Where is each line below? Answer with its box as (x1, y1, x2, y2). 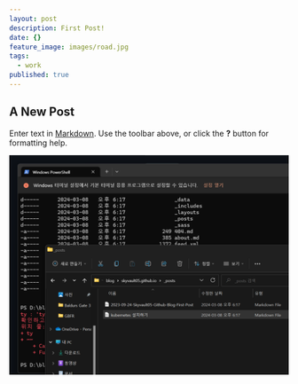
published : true (9, 71, 69, 80)
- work (17, 61, 42, 70)
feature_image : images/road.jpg (9, 43, 129, 51)
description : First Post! (9, 23, 105, 33)
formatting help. (9, 137, 68, 148)
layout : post (9, 14, 58, 23)
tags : (9, 51, 29, 61)
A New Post (9, 105, 75, 120)
